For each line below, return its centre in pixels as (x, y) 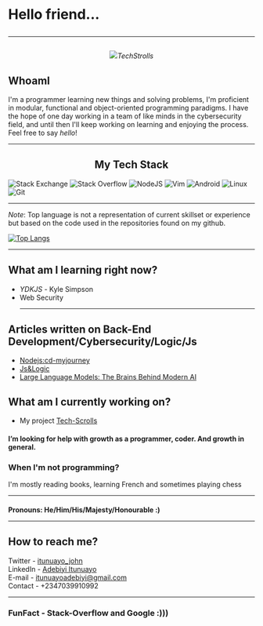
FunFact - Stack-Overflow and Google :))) (88, 613)
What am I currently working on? (90, 402)
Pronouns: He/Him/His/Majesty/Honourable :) (84, 510)
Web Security (41, 297)
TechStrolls (135, 56)
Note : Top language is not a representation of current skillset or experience (129, 214)
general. (22, 447)
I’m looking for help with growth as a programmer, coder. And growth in (126, 439)
